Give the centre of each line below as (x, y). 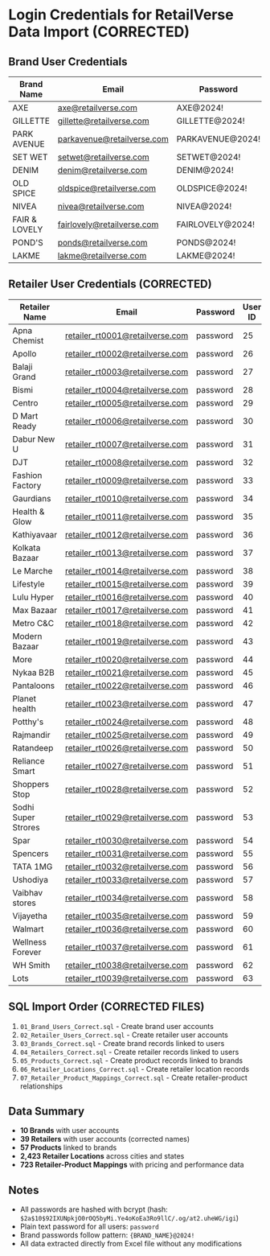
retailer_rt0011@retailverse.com (127, 517)
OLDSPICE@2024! (212, 188)
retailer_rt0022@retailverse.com (127, 686)
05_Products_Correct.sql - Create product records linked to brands (131, 1060)
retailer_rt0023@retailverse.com (127, 703)
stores (24, 903)
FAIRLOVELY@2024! (216, 224)
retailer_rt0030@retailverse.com (127, 840)
